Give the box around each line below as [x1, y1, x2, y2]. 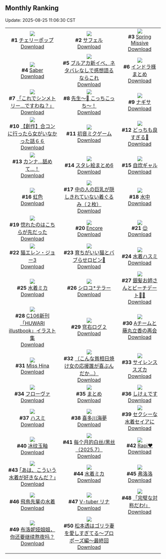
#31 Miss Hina [15, 362, 49, 369]
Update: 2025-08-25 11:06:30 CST [5, 17, 76, 23]
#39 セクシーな [122, 411, 158, 418]
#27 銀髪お [122, 277, 148, 284]
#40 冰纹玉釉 [17, 442, 48, 449]
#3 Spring [128, 33, 152, 40]
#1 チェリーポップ [11, 37, 54, 44]
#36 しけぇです [122, 390, 158, 397]
